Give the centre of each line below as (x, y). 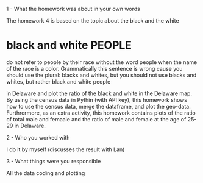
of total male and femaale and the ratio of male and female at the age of (96, 119)
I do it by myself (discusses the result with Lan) (66, 149)
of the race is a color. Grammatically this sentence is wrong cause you (94, 68)
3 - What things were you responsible (54, 161)
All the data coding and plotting (46, 173)
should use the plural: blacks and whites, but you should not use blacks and (101, 75)
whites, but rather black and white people (59, 81)
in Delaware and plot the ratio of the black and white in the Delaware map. (99, 93)
